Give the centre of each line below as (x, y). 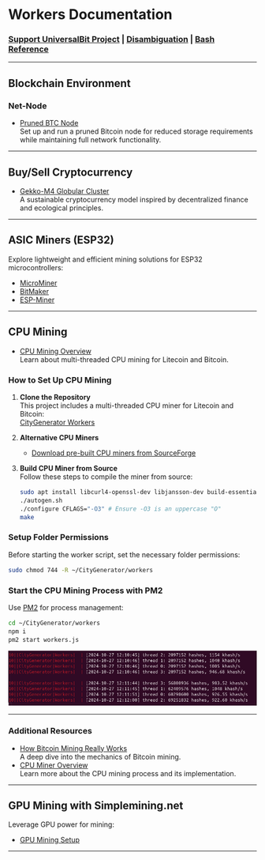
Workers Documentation (90, 15)
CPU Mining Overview (56, 351)
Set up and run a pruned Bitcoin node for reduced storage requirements (136, 131)
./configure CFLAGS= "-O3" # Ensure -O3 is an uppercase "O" (120, 509)
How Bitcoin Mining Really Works (73, 748)
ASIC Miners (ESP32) (61, 240)
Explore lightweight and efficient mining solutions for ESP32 (105, 259)
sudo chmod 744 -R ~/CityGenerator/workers (81, 570)
